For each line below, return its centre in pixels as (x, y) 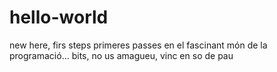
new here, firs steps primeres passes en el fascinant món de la (138, 45)
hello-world (59, 17)
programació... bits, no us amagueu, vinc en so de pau (121, 55)
